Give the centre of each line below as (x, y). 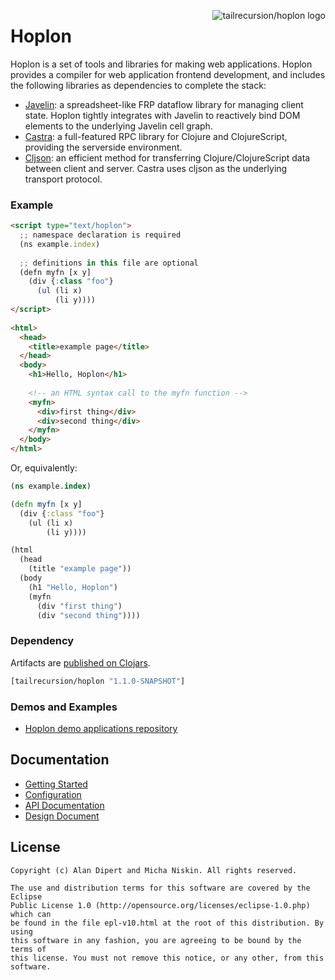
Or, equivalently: (44, 468)
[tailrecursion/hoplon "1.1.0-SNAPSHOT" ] (98, 681)
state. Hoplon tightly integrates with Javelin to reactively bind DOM (162, 115)
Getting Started (56, 784)
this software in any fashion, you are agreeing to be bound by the (156, 940)
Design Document (62, 816)
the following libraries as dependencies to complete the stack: (138, 85)
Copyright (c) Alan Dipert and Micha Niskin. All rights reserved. (154, 870)
